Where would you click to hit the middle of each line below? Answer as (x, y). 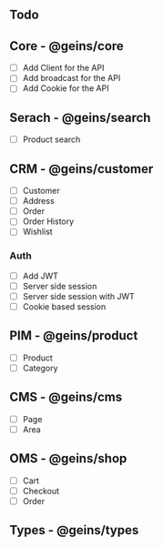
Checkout (41, 491)
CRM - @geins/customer (81, 169)
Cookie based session (64, 306)
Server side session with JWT (78, 296)
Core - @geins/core (67, 46)
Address (38, 201)
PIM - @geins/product (74, 336)
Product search (51, 139)
